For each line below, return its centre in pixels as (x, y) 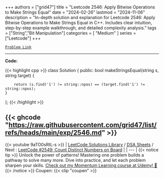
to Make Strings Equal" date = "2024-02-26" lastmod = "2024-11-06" (75, 12)
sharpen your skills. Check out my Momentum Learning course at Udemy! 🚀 (81, 165)
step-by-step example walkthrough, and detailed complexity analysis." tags (81, 28)
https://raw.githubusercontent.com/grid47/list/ (83, 125)
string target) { (20, 76)
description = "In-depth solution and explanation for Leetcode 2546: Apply (80, 17)
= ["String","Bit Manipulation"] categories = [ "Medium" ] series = (71, 33)
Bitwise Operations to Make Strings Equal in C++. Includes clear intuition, (79, 22)
